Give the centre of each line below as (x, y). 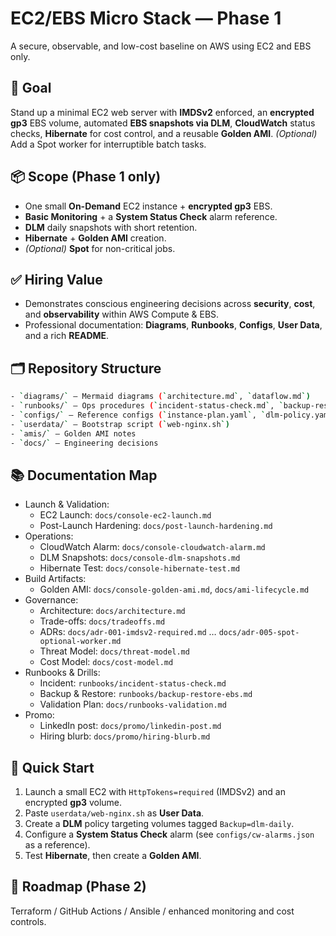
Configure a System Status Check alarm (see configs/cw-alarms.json (169, 834)
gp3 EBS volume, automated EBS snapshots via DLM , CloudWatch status (163, 123)
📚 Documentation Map (84, 475)
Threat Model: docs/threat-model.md (114, 651)
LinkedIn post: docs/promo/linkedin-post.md (130, 726)
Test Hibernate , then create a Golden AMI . (113, 856)
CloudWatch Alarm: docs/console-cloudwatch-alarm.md (152, 547)
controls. (28, 921)
